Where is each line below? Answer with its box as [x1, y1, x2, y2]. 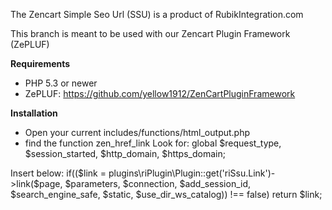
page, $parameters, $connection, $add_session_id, [39, 178, 252, 189]
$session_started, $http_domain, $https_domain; [24, 148, 226, 159]
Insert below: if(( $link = [10, 167, 107, 179]
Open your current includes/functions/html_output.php [24, 127, 251, 138]
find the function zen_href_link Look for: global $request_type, [24, 137, 282, 149]
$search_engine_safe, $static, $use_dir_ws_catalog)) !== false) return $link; [10, 189, 323, 200]
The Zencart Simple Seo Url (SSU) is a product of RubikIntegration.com [10, 9, 304, 20]
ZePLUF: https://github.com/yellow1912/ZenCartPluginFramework [24, 88, 296, 99]
